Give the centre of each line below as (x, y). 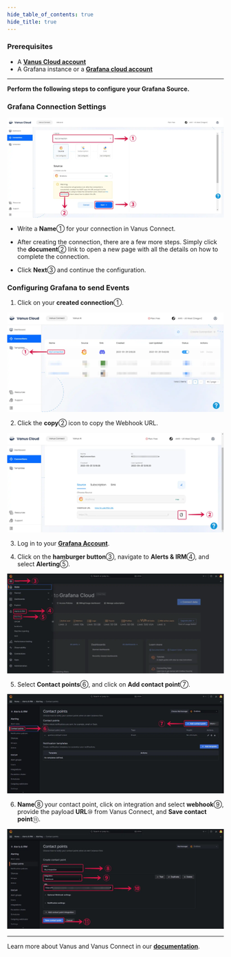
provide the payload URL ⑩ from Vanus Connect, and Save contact (112, 812)
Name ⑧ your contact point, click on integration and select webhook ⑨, (120, 804)
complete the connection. (53, 256)
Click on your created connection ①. (70, 303)
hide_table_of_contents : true (51, 14)
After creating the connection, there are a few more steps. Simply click (117, 241)
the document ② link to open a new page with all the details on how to (118, 249)
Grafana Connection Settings (57, 107)
